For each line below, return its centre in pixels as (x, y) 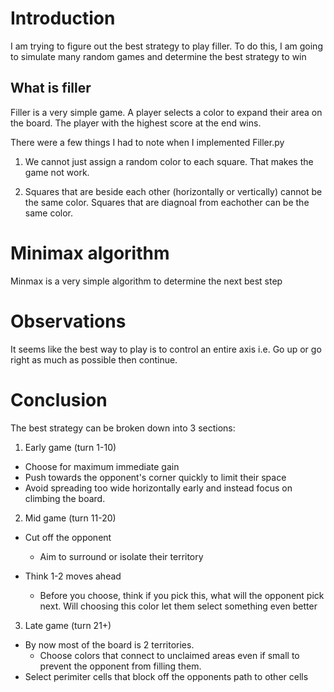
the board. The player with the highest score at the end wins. (136, 123)
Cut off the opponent (68, 537)
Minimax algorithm (90, 253)
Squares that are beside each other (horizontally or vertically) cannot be (173, 191)
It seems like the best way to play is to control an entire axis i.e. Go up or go (166, 349)
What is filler (51, 88)
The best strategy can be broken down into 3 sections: (123, 428)
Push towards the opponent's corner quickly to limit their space (155, 477)
